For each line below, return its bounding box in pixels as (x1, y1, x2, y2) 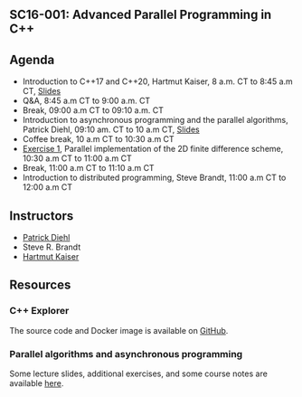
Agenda (9, 52, 55, 67)
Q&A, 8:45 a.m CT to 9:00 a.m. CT (22, 95, 151, 107)
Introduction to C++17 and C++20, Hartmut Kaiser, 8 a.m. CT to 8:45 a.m (22, 76, 294, 87)
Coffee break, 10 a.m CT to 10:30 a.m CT (22, 134, 175, 145)
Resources (9, 278, 71, 293)
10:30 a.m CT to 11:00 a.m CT (22, 153, 133, 164)
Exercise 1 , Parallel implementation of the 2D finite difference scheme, (22, 144, 284, 155)
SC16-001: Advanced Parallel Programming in (9, 7, 272, 23)
